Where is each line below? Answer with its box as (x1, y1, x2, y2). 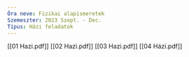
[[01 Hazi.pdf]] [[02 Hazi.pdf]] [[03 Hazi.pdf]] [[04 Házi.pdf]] (7, 42, 183, 51)
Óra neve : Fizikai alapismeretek (7, 10, 105, 17)
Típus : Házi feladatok (7, 23, 73, 30)
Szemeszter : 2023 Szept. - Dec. (7, 17, 101, 24)
